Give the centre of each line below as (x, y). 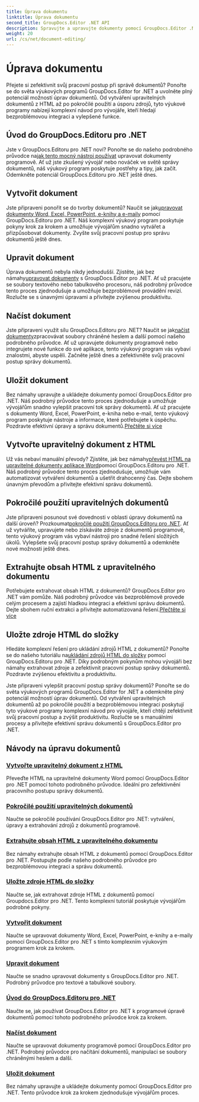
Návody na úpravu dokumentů (63, 748)
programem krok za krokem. (41, 948)
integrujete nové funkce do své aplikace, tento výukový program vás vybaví (98, 349)
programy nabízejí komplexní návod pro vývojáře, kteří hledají (81, 110)
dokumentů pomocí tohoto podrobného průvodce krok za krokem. (87, 1017)
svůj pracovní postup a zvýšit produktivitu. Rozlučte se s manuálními (90, 717)
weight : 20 (20, 34)
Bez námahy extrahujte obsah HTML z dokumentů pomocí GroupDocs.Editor (99, 853)
